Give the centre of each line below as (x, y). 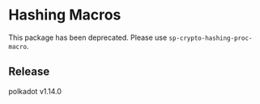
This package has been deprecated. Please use (88, 37)
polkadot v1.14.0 (35, 91)
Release (29, 72)
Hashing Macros (65, 15)
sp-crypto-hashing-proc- (211, 38)
